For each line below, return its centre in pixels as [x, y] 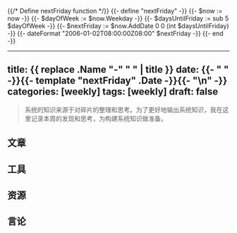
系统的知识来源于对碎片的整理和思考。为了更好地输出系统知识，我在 [123, 109]
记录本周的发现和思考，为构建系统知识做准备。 [99, 118]
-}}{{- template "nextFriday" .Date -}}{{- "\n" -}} [117, 81]
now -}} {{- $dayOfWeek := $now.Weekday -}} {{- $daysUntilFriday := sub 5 [118, 18]
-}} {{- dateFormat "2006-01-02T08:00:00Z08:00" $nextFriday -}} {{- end [115, 33]
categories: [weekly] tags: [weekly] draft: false [113, 92]
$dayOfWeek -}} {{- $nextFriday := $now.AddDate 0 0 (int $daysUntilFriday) [118, 26]
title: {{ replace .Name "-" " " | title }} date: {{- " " [118, 70]
